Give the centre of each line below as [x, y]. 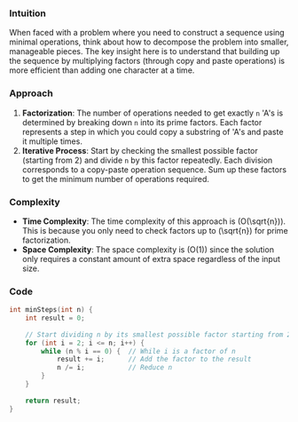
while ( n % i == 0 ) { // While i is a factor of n [139, 351]
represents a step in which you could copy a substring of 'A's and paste [153, 131]
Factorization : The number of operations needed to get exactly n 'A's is [153, 113]
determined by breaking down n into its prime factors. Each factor [142, 122]
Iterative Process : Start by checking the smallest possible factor [140, 150]
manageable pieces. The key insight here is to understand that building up [145, 52]
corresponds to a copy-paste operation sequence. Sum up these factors [154, 169]
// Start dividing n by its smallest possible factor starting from [154, 334]
